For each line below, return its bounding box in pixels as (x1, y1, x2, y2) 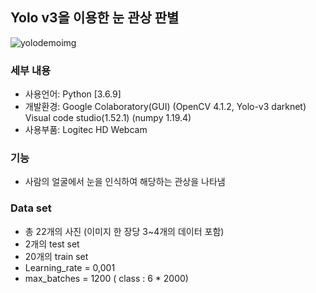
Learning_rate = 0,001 (24, 261, 116, 273)
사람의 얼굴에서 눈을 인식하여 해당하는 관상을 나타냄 (24, 176, 226, 188)
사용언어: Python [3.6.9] (24, 88, 122, 100)
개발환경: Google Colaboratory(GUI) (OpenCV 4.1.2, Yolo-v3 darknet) (24, 101, 307, 113)
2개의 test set (24, 238, 80, 250)
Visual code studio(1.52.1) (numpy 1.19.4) (24, 112, 192, 124)
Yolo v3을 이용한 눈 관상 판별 (10, 9, 180, 27)
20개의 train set (24, 250, 89, 262)
